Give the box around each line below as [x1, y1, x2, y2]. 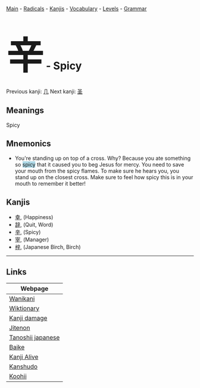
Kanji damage [9, 314, 48, 322]
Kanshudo [9, 362, 37, 371]
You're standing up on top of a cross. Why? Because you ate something [14, 155, 191, 162]
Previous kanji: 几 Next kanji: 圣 [6, 88, 83, 95]
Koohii [9, 372, 27, 381]
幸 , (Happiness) [14, 214, 54, 221]
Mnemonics [6, 138, 52, 149]
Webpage [20, 285, 49, 293]
